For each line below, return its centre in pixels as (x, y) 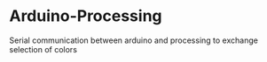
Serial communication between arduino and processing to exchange (134, 40)
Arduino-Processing (86, 16)
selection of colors (43, 49)
